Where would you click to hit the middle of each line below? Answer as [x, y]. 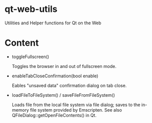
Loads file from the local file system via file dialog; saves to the [76, 105]
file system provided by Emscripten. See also [76, 110]
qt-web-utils [31, 9]
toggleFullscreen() [30, 57]
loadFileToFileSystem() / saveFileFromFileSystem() [63, 95]
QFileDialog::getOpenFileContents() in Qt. [54, 115]
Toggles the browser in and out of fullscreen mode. [64, 66]
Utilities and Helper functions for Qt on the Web [53, 23]
